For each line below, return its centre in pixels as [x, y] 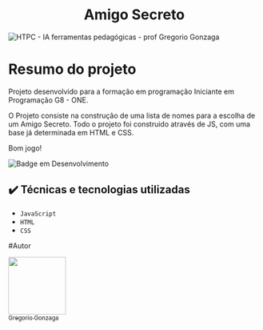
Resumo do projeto [72, 69]
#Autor [20, 245]
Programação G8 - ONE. [48, 100]
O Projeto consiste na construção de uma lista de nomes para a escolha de [132, 115]
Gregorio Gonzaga [34, 318]
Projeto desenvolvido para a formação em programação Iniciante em [121, 91]
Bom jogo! [25, 148]
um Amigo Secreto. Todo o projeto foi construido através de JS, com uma [129, 124]
